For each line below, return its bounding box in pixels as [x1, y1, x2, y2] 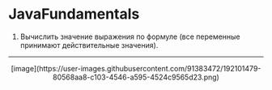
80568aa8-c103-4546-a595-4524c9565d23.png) [52, 72, 220, 82]
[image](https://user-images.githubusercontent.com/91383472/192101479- [11, 63, 261, 73]
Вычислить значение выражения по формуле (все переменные [19, 32, 240, 41]
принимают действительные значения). [19, 40, 159, 49]
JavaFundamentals [8, 5, 140, 24]
